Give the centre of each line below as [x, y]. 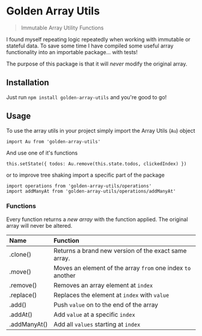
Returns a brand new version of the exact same [120, 251]
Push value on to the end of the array [106, 305]
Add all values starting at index [97, 324]
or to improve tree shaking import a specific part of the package [86, 175]
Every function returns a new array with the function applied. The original [97, 219]
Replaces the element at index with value [111, 295]
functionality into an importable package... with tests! [72, 52]
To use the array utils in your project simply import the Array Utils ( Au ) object [101, 130]
